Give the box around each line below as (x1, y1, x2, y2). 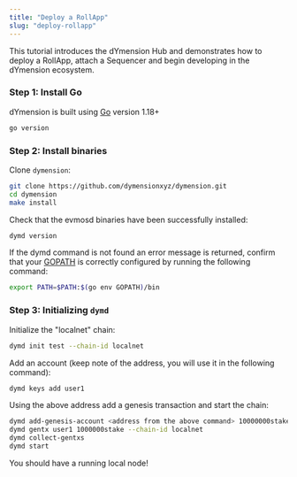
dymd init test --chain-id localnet (9, 342, 144, 350)
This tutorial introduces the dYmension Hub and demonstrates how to (9, 45, 263, 56)
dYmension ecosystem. (9, 64, 95, 75)
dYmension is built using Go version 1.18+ (9, 106, 160, 117)
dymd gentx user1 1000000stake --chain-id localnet (9, 426, 203, 435)
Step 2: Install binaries (9, 144, 108, 157)
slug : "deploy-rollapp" (9, 21, 97, 30)
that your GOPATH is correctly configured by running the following (9, 257, 251, 267)
